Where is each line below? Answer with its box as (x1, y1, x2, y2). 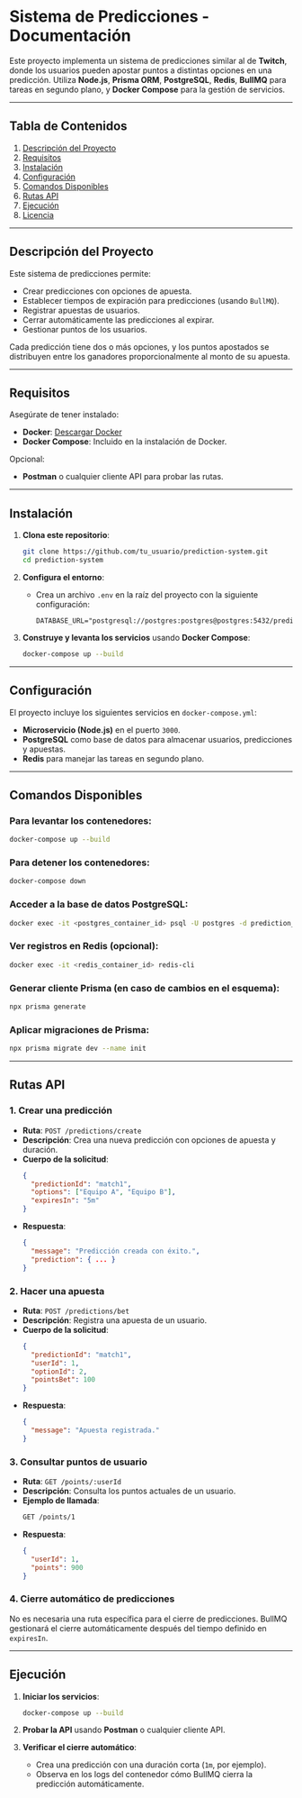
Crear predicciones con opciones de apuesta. (22, 286, 192, 297)
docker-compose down (9, 877, 87, 886)
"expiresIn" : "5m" (31, 1196, 100, 1205)
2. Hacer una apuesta (9, 1284, 105, 1297)
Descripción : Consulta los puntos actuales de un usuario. (22, 1485, 236, 1497)
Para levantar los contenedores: (9, 814, 152, 826)
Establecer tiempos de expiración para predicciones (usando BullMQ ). (22, 295, 280, 306)
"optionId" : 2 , (31, 1367, 88, 1376)
